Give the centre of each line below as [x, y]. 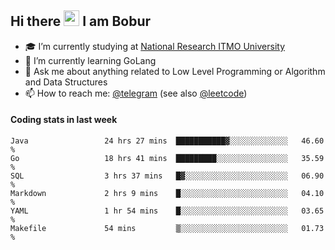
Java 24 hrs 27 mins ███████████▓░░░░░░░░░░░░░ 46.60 [167, 141]
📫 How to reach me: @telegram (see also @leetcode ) [136, 93]
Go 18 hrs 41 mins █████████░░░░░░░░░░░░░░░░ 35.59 [167, 159]
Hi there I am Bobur [81, 21]
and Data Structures [66, 82]
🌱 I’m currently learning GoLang [90, 60]
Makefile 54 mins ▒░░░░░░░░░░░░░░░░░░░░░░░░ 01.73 [167, 229]
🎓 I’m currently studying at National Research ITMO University [154, 46]
